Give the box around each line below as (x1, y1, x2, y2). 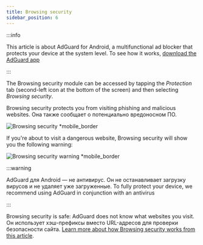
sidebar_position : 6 (6, 15, 59, 21)
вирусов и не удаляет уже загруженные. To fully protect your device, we (6, 182, 193, 190)
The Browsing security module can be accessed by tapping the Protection (6, 80, 192, 87)
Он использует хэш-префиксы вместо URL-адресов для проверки (6, 219, 178, 226)
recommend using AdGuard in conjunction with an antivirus (6, 189, 155, 196)
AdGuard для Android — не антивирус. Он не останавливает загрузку (6, 176, 187, 183)
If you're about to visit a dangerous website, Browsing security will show (6, 134, 188, 142)
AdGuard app (6, 56, 40, 63)
